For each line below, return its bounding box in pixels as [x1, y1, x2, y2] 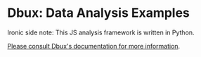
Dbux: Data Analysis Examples [7, 5, 190, 21]
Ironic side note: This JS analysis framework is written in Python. [7, 28, 195, 37]
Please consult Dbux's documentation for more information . [7, 42, 181, 50]
